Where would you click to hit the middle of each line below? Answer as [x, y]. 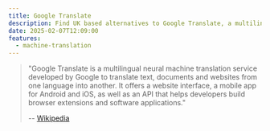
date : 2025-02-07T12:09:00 [53, 31]
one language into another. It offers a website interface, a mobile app [142, 86]
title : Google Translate [50, 16]
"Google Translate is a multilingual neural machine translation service [143, 68]
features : [25, 38]
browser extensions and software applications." [107, 103]
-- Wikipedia [49, 118]
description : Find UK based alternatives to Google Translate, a [120, 23]
